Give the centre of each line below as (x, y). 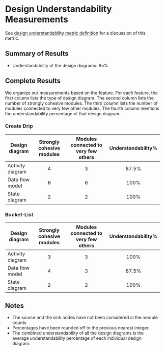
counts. (20, 323)
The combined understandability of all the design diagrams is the (78, 333)
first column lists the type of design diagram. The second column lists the (79, 98)
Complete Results (33, 81)
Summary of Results (37, 54)
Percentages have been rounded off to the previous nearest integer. (81, 327)
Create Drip (19, 126)
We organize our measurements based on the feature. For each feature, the (82, 93)
